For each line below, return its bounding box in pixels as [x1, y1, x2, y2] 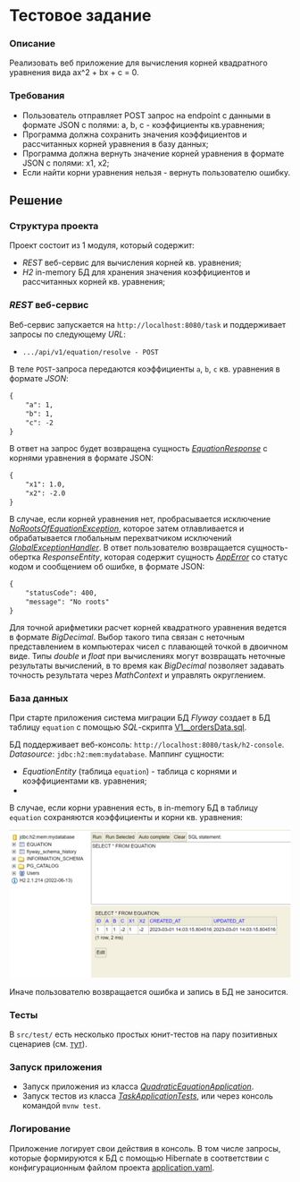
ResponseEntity [42, 552, 100, 562]
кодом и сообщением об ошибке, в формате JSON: [9, 561, 205, 571]
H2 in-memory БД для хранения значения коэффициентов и [21, 267, 251, 278]
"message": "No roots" [25, 597, 110, 606]
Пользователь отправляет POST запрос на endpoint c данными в [21, 109, 271, 121]
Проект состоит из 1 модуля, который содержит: [9, 240, 195, 251]
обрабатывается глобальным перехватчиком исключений [9, 532, 232, 543]
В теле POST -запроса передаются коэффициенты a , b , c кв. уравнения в [9, 364, 280, 374]
